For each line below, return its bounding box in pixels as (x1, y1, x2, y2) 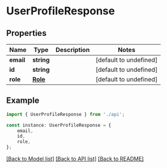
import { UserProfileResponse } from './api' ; (6, 111, 125, 117)
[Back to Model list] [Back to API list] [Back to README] (6, 155, 144, 163)
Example (6, 96, 40, 106)
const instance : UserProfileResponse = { (6, 122, 112, 128)
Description (55, 46, 90, 54)
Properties (6, 28, 47, 38)
